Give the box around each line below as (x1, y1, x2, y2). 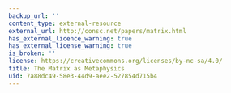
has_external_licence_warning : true (8, 34, 132, 43)
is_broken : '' (8, 49, 57, 57)
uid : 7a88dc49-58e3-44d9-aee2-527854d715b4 (8, 72, 158, 80)
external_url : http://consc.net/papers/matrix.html (8, 27, 186, 35)
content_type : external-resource (8, 19, 122, 27)
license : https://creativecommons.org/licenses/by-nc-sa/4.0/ (8, 57, 223, 66)
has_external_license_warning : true (8, 42, 132, 50)
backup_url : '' (8, 11, 60, 20)
